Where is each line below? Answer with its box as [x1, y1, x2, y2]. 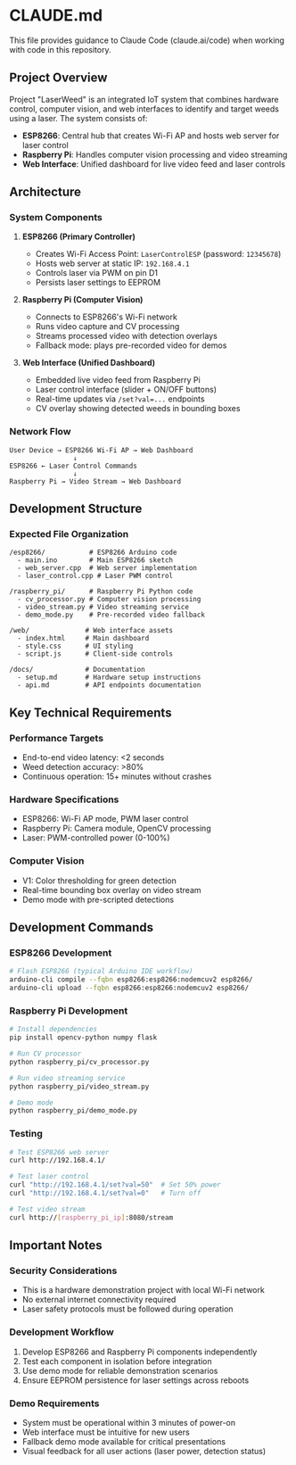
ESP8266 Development [9, 947, 112, 959]
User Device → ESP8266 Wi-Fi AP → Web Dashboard [9, 445, 193, 455]
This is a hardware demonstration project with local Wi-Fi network [21, 1285, 265, 1295]
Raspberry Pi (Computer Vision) [21, 294, 144, 305]
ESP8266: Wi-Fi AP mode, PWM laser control [21, 814, 189, 824]
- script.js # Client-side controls [17, 650, 174, 658]
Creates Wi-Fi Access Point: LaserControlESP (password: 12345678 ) [35, 249, 282, 260]
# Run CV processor [9, 1049, 82, 1058]
